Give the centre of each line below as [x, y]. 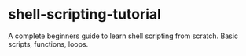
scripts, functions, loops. [48, 44]
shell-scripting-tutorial [84, 14]
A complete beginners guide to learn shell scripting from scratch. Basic [123, 36]
